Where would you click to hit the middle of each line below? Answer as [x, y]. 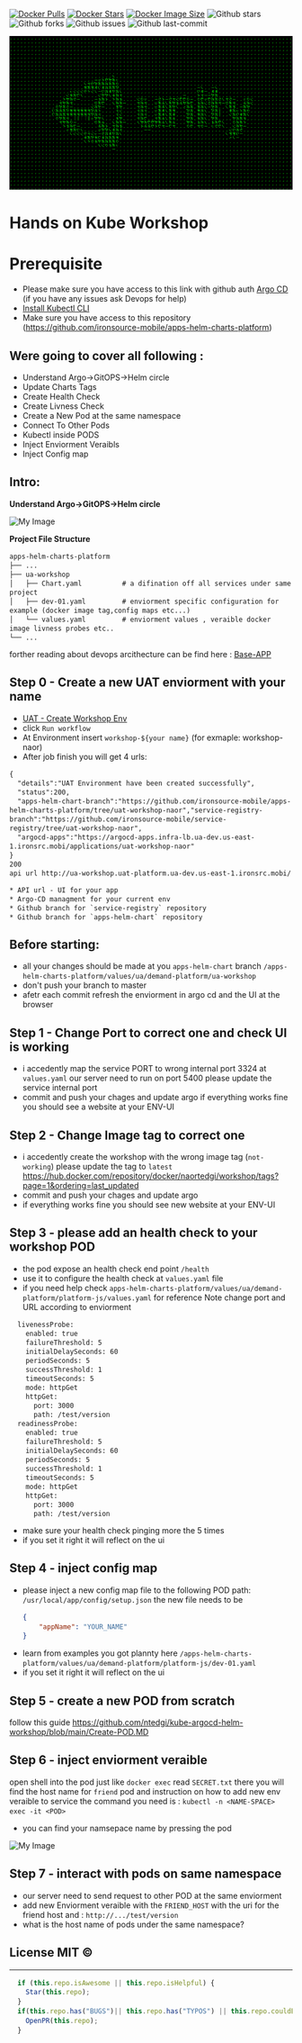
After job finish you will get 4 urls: [84, 756]
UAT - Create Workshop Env [75, 718]
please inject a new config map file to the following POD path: [137, 1590]
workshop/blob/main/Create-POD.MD [79, 1732]
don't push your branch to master [84, 985]
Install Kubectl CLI [56, 308]
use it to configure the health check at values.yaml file [123, 1278]
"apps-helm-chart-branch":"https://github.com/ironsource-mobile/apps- [155, 801]
